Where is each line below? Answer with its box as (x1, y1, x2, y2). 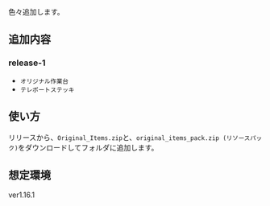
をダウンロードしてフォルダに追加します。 (18, 142, 159, 152)
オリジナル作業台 (19, 77, 69, 85)
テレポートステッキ (19, 85, 75, 94)
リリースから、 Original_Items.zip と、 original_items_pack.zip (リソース (8, 132, 251, 142)
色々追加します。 (8, 7, 64, 16)
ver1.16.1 (8, 190, 35, 200)
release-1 (8, 57, 46, 68)
